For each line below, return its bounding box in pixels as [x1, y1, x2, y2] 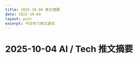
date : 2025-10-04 [5, 12, 41, 17]
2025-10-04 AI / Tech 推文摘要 [5, 44, 133, 55]
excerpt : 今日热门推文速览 [5, 21, 55, 26]
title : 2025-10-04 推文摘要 [5, 7, 61, 12]
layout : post [5, 16, 32, 21]
